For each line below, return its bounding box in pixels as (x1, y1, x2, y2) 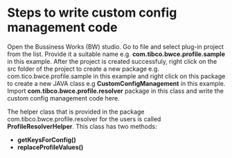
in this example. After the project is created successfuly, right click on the (7, 57, 217, 65)
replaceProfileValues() (17, 143, 84, 151)
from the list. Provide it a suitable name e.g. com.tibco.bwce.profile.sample (7, 50, 226, 58)
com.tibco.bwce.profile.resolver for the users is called (7, 114, 161, 123)
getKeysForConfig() (17, 135, 76, 143)
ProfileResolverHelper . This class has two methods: (7, 122, 157, 130)
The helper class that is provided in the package (7, 107, 145, 116)
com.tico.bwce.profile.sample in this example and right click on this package (7, 71, 226, 80)
